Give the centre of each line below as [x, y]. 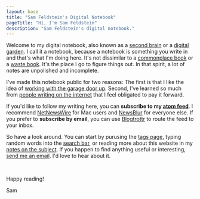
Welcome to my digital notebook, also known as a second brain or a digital [98, 45]
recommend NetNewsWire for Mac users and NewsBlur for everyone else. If [100, 113]
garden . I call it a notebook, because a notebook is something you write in [97, 52]
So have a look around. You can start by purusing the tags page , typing [94, 137]
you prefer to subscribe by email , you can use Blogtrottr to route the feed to [100, 119]
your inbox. [20, 125]
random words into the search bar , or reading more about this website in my [99, 143]
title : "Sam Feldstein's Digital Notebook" [61, 17]
